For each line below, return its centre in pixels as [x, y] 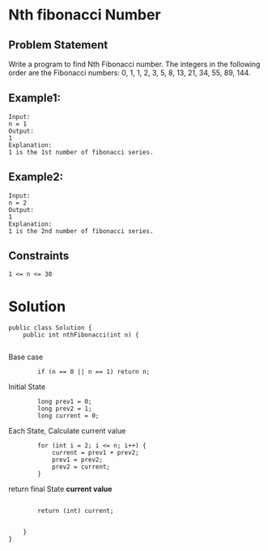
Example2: [36, 177]
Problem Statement [58, 45]
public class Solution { [50, 328]
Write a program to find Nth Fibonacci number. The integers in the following [134, 64]
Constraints [39, 256]
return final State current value [60, 489]
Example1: [35, 98]
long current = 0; [68, 416]
